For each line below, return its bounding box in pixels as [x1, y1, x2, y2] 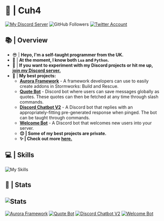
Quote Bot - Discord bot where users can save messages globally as [19, 88, 160, 94]
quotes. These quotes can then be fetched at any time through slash [19, 94, 159, 100]
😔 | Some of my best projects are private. [19, 130, 107, 136]
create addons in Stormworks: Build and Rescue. [19, 83, 119, 89]
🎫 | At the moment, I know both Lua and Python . [12, 57, 109, 63]
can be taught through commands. [19, 114, 90, 120]
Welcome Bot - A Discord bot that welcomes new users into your [19, 120, 152, 126]
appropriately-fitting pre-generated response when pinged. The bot [19, 109, 157, 115]
